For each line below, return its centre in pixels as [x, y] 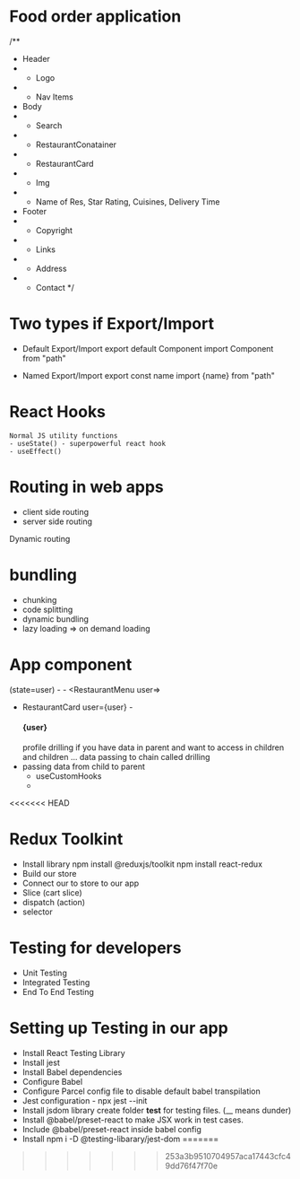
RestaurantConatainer [76, 144]
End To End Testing [58, 991]
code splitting [47, 609]
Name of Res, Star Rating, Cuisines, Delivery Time [128, 201]
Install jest [41, 1062]
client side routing [56, 511]
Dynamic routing [40, 538]
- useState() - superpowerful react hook [88, 443]
